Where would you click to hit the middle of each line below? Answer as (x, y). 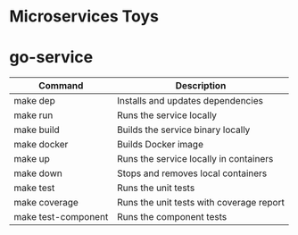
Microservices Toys (84, 17)
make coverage (46, 203)
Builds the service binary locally (184, 130)
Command (61, 86)
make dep (34, 101)
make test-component (61, 217)
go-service (51, 58)
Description (201, 86)
